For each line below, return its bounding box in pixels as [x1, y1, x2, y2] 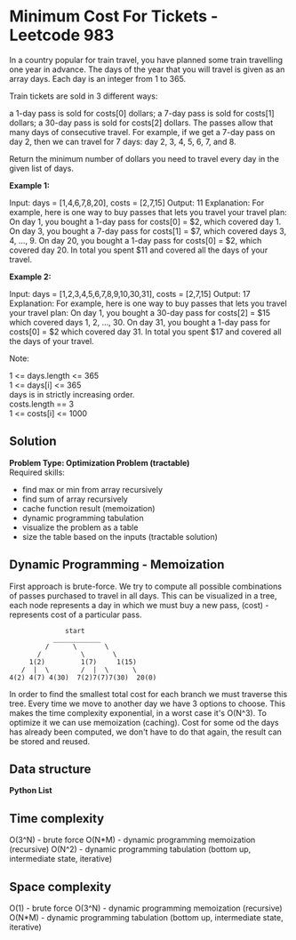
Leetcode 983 [9, 25, 115, 45]
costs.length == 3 [9, 398, 74, 409]
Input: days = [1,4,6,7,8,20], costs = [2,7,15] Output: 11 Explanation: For [9, 197, 265, 208]
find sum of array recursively [21, 494, 129, 504]
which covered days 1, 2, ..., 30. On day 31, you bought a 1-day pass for [9, 317, 271, 327]
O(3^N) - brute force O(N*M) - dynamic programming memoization [9, 834, 256, 846]
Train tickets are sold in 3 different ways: [9, 91, 158, 101]
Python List [9, 785, 52, 796]
